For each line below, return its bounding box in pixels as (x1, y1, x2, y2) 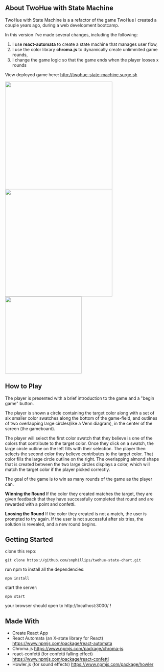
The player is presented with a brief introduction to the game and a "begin (5, 395, 155, 401)
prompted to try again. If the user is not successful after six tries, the (5, 516, 143, 522)
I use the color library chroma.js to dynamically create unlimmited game (12, 46, 158, 52)
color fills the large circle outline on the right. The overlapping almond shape (5, 456, 159, 462)
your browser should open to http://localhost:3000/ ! (5, 603, 111, 609)
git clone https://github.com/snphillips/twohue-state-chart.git (5, 558, 141, 563)
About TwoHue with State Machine (5, 4, 114, 12)
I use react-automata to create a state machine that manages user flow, (12, 41, 158, 47)
